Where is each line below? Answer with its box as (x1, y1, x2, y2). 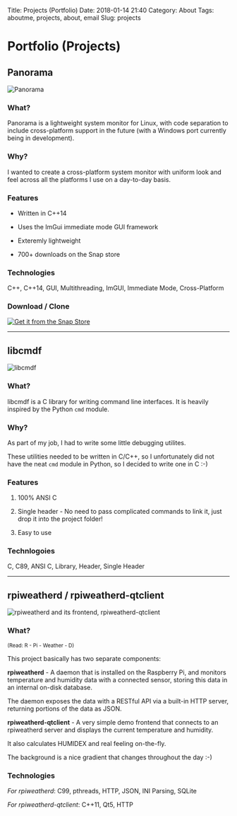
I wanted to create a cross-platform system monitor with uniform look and (7, 168, 222, 176)
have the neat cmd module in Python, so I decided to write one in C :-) (7, 459, 208, 468)
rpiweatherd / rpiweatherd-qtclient (7, 589, 164, 601)
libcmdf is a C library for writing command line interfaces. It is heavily (7, 397, 209, 406)
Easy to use (17, 529, 51, 537)
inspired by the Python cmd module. (7, 405, 109, 413)
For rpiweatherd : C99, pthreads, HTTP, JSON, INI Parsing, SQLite (7, 786, 197, 795)
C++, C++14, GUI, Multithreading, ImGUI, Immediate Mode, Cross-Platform (7, 284, 224, 292)
